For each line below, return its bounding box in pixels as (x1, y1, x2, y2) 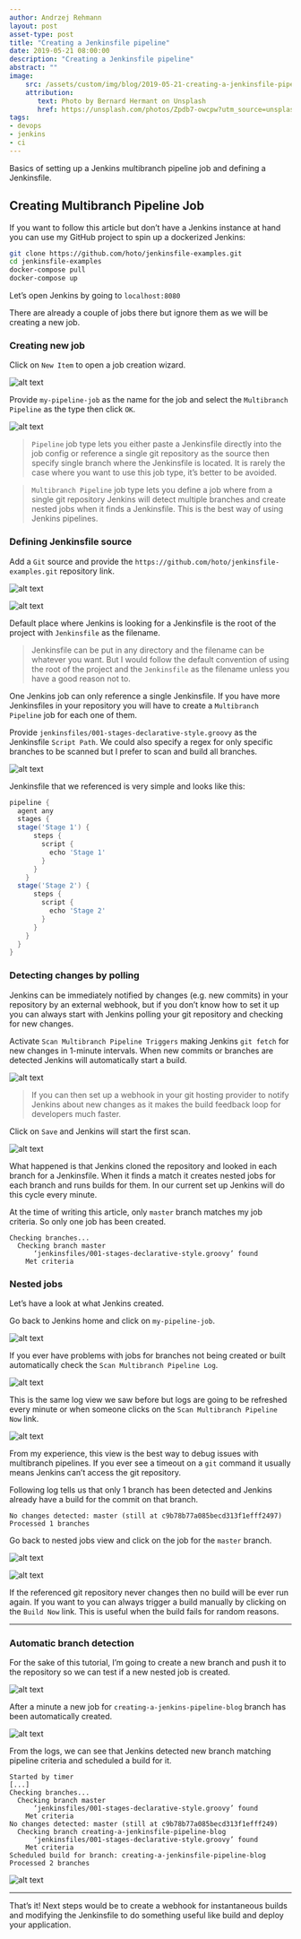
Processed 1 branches (9, 1519, 90, 1528)
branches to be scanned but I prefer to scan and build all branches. (9, 746, 258, 757)
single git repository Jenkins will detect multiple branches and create (30, 494, 287, 505)
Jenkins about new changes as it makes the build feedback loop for (30, 1099, 281, 1110)
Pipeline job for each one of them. (9, 709, 137, 720)
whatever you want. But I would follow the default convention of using (30, 654, 289, 664)
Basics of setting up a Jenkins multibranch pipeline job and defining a (9, 162, 266, 173)
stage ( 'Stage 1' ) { (17, 823, 90, 832)
